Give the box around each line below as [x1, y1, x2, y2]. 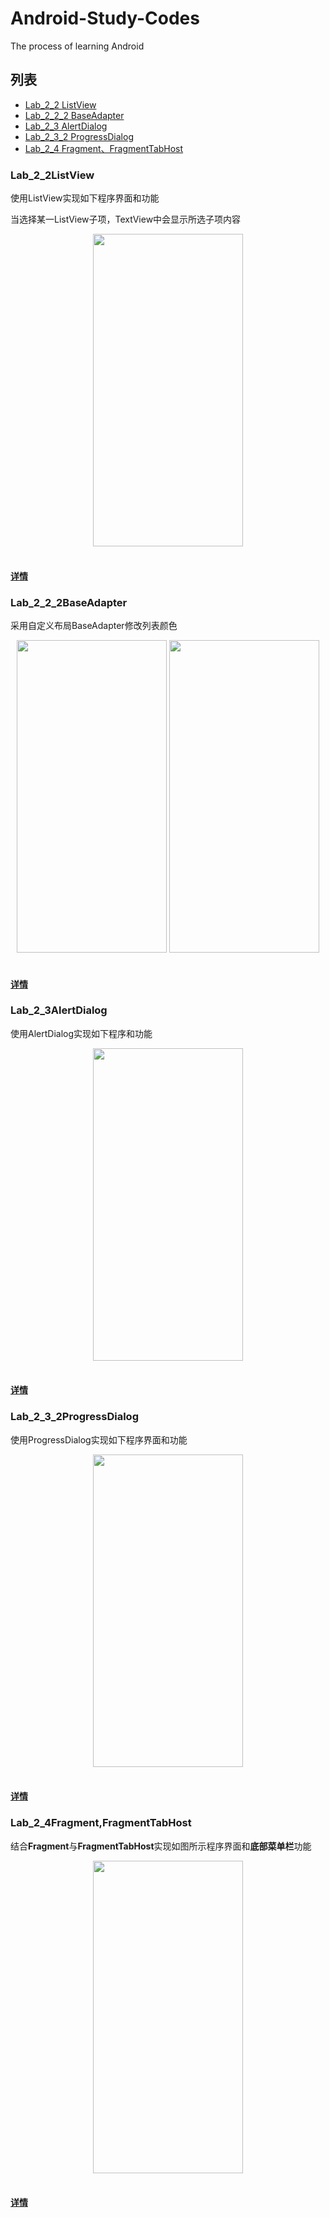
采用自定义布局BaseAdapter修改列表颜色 [10, 619, 178, 631]
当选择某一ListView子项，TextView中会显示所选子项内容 [10, 213, 242, 226]
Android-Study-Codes [10, 7, 200, 30]
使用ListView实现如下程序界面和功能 [10, 192, 160, 204]
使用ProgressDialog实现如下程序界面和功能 [10, 1433, 188, 1446]
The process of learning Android [10, 40, 145, 52]
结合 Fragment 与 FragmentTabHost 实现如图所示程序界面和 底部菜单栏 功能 [10, 1840, 312, 1852]
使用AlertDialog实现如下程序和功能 [10, 1027, 153, 1039]
